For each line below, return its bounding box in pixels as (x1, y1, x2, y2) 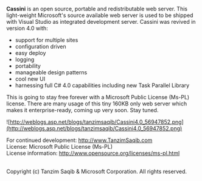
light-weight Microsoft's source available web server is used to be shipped (6, 12, 193, 19)
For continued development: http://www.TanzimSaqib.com (6, 137, 153, 144)
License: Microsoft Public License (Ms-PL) (6, 143, 113, 150)
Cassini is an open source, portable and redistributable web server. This (6, 5, 187, 12)
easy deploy (15, 49, 46, 57)
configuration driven (15, 43, 67, 50)
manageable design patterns (15, 69, 88, 76)
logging (15, 56, 35, 63)
